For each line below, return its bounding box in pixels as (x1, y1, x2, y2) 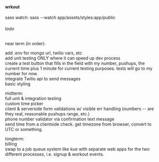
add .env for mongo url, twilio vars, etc (5, 50, 82, 56)
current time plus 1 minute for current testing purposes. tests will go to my (5, 65, 153, 71)
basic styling (5, 81, 31, 87)
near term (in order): (5, 41, 46, 47)
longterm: (5, 136, 25, 142)
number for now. (5, 71, 38, 77)
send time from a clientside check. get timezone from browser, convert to (5, 121, 152, 127)
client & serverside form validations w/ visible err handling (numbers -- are (5, 106, 154, 112)
